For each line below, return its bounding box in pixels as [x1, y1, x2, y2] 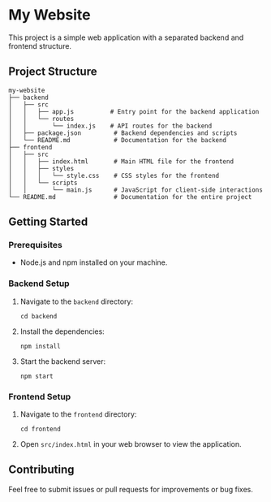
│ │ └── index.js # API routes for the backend [8, 122, 213, 130]
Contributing [8, 463, 75, 477]
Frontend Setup [8, 391, 71, 402]
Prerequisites [8, 240, 62, 251]
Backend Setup [8, 278, 71, 289]
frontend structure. [8, 41, 71, 50]
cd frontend [19, 425, 61, 434]
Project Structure [8, 65, 97, 79]
